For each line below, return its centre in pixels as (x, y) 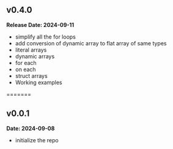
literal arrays (31, 50)
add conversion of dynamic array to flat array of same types (91, 43)
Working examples (39, 82)
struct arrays (31, 75)
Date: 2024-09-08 (31, 128)
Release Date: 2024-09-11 (40, 25)
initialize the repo (37, 140)
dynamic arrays (35, 56)
